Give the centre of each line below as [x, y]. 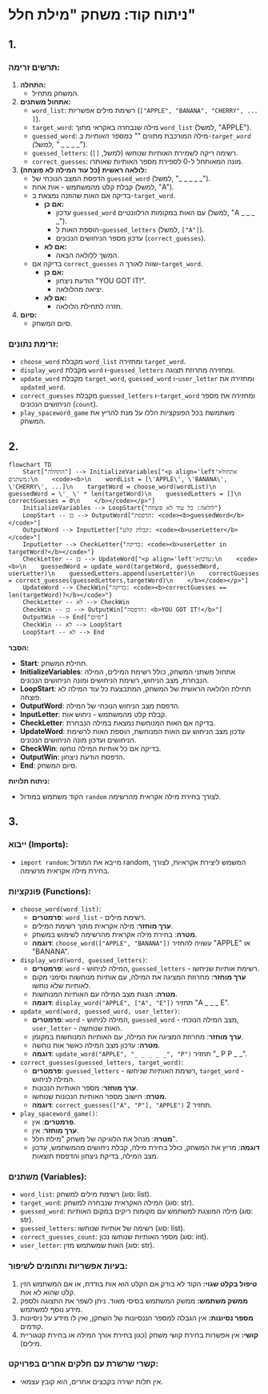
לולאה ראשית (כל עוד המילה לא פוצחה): [84, 169]
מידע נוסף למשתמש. [51, 1309]
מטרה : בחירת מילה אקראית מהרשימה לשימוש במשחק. [114, 934]
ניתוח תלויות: [29, 780]
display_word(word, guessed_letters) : [84, 959]
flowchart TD [30, 464]
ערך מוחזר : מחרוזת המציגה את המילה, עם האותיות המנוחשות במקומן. [138, 1036]
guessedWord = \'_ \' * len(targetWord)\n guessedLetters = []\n [125, 494]
